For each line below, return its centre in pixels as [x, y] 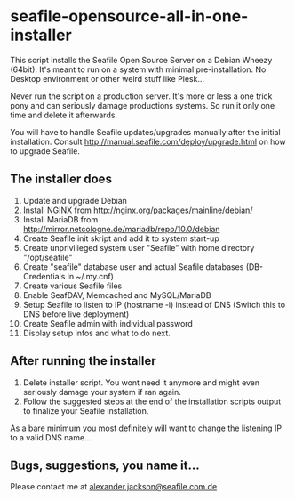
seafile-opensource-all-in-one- [129, 16]
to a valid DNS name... [51, 437]
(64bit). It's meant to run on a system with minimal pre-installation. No [138, 69]
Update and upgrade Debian [75, 200]
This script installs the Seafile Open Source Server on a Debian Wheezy [141, 60]
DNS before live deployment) [76, 314]
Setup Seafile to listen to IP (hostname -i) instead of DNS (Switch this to [154, 304]
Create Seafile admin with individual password [108, 323]
